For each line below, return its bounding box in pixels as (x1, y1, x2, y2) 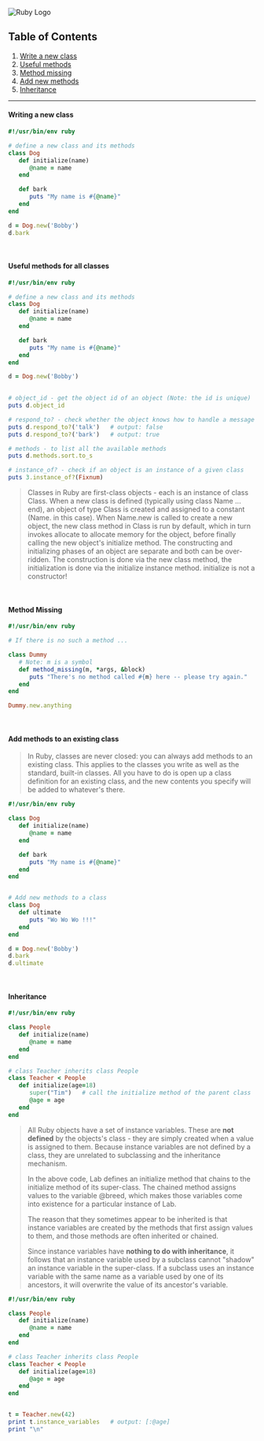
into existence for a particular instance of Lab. (27, 1199, 177, 1208)
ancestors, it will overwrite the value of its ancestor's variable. (27, 1279, 229, 1289)
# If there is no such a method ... (8, 637, 128, 645)
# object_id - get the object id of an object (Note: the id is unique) (8, 394, 251, 402)
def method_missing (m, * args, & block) (18, 665, 146, 673)
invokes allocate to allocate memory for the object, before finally (27, 530, 236, 539)
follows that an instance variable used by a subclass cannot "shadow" (27, 1254, 255, 1264)
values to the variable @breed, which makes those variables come (27, 1190, 243, 1200)
